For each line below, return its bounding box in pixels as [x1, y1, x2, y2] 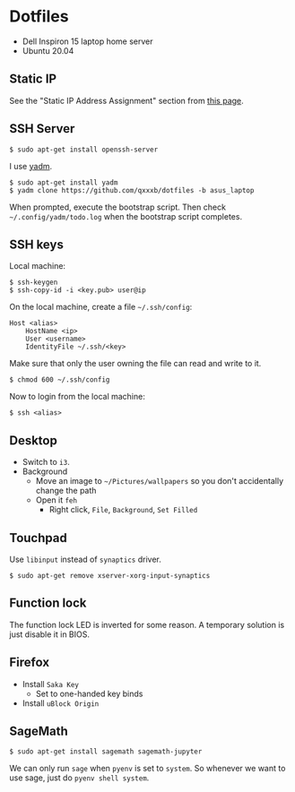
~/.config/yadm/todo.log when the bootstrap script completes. [9, 211, 243, 221]
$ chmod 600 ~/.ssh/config [9, 375, 110, 384]
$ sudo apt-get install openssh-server [9, 145, 159, 154]
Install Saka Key [22, 678, 79, 689]
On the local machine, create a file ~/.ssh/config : [9, 302, 193, 313]
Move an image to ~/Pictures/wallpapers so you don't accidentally [35, 476, 284, 486]
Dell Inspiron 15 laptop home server [22, 36, 154, 47]
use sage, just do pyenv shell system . [9, 772, 150, 783]
